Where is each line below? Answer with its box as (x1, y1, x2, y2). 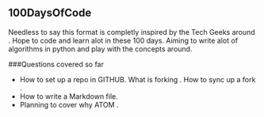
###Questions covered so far (8, 59, 105, 69)
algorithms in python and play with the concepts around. (8, 43, 193, 54)
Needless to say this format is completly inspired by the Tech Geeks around (8, 27, 255, 36)
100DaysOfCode (8, 6, 92, 20)
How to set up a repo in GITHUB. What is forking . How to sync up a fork (19, 74, 256, 84)
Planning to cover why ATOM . (19, 100, 119, 109)
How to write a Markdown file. (19, 91, 119, 101)
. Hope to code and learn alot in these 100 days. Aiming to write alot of (8, 36, 239, 45)
